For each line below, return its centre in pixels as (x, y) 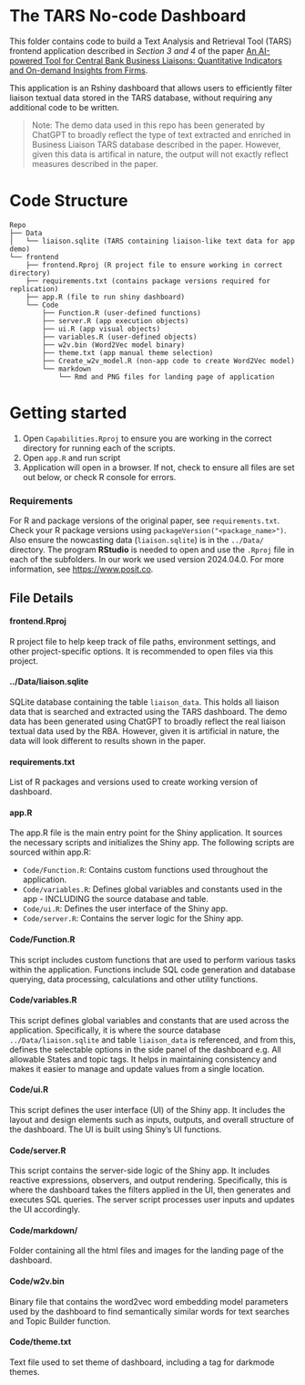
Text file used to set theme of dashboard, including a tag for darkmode (142, 1362)
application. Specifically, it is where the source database (115, 1030)
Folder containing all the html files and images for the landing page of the (147, 1251)
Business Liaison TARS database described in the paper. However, (156, 144)
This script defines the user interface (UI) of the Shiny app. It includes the (147, 1109)
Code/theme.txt (41, 1342)
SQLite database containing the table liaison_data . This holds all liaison (144, 702)
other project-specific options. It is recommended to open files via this (142, 651)
